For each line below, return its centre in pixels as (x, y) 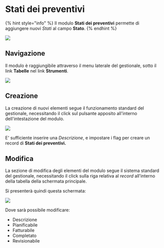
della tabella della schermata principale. (46, 181)
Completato (24, 235)
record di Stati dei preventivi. (36, 143)
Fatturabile (23, 230)
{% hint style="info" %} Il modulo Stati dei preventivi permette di (72, 23)
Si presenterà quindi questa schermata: (46, 191)
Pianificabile (25, 225)
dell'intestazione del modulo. (35, 118)
